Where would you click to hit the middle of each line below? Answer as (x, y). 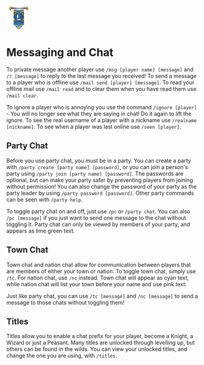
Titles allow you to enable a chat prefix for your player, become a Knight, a (100, 336)
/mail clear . (22, 95)
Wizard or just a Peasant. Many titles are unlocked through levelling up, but (101, 343)
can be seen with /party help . (45, 199)
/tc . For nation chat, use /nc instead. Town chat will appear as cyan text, (98, 278)
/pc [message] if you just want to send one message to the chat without (96, 218)
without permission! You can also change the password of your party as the (102, 186)
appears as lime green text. (41, 231)
